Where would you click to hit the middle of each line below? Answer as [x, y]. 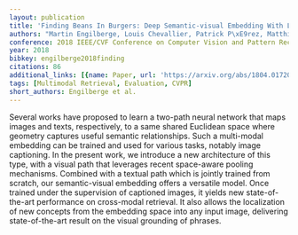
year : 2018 [29, 51]
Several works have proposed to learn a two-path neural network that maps [148, 117]
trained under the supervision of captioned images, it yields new [127, 192]
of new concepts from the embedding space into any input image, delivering [149, 211]
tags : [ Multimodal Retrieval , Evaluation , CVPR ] [101, 83]
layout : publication [47, 17]
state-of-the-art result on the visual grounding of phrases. [115, 220]
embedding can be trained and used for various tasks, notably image [135, 145]
